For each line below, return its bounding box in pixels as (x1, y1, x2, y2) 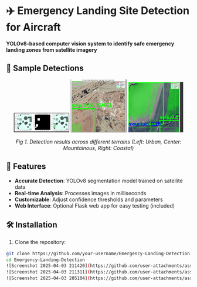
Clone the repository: (14, 238, 66, 245)
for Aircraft (6, 21, 62, 34)
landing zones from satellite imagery (6, 46, 97, 53)
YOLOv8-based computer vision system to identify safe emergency (6, 40, 175, 47)
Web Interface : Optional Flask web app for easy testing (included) (14, 202, 175, 209)
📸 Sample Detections (6, 64, 84, 74)
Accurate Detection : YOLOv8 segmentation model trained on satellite (14, 177, 183, 184)
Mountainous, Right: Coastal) (63, 145, 134, 152)
